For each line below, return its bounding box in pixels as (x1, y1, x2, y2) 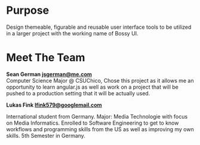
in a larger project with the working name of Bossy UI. (6, 29, 139, 37)
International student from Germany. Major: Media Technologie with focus (6, 113, 188, 120)
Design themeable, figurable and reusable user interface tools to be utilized (6, 23, 192, 31)
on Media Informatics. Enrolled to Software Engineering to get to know (6, 119, 179, 126)
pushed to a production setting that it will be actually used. (6, 89, 150, 96)
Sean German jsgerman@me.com (6, 70, 93, 78)
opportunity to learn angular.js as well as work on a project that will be (6, 83, 179, 90)
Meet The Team (6, 51, 85, 65)
